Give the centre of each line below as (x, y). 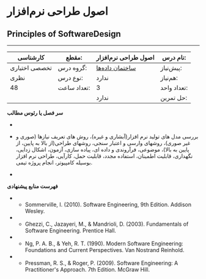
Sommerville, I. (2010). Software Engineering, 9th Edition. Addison (108, 204)
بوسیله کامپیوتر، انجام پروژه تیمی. (54, 162)
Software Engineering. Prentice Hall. (71, 230)
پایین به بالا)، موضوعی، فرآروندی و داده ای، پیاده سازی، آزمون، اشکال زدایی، (102, 149)
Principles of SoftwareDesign (64, 34)
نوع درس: (70, 78)
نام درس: (174, 58)
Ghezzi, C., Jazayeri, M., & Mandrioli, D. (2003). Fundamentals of (107, 224)
